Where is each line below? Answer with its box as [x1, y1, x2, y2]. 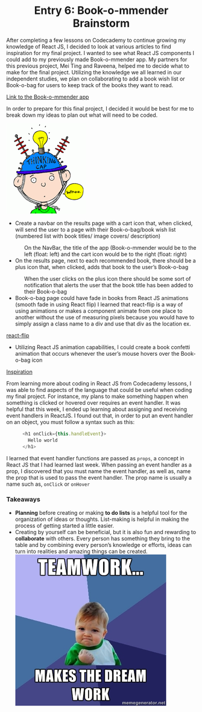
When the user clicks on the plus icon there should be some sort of [24, 275, 191, 282]
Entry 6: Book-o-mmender [34, 4, 169, 18]
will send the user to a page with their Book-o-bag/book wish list [14, 226, 176, 233]
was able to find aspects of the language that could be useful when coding [6, 386, 192, 393]
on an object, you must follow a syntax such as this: [6, 418, 135, 425]
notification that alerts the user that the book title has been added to [24, 281, 194, 289]
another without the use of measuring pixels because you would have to [14, 313, 195, 321]
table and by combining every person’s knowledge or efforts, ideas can [14, 541, 192, 548]
